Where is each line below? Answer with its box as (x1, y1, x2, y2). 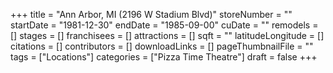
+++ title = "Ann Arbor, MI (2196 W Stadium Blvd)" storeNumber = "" (10, 9, 293, 20)
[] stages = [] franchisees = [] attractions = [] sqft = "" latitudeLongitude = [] (10, 30, 325, 41)
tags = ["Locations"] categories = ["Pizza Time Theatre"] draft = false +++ (10, 51, 318, 63)
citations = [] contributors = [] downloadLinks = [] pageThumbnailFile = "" (10, 40, 314, 52)
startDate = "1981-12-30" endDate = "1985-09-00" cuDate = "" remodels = (10, 19, 319, 31)
